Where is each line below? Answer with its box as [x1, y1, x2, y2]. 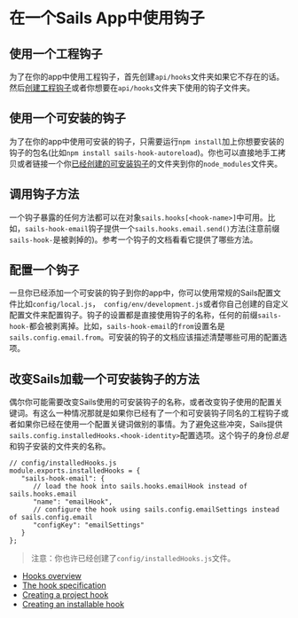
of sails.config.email [9, 513, 93, 522]
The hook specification [21, 580, 106, 591]
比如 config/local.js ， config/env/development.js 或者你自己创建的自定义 [16, 299, 289, 309]
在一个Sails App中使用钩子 [9, 8, 206, 28]
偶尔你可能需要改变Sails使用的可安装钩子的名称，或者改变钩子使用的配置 [9, 396, 276, 408]
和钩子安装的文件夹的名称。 [9, 441, 111, 452]
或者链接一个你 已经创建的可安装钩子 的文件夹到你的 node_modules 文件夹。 [16, 158, 282, 168]
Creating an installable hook [21, 599, 125, 610]
